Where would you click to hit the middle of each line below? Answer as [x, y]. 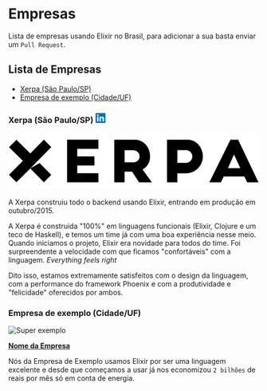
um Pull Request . [37, 44]
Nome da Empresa [39, 346]
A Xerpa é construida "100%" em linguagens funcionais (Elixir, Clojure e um [132, 226]
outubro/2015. [31, 210]
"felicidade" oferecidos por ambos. [66, 292]
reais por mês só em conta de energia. [72, 378]
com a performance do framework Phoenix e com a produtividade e [120, 283]
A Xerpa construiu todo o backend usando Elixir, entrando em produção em [132, 202]
